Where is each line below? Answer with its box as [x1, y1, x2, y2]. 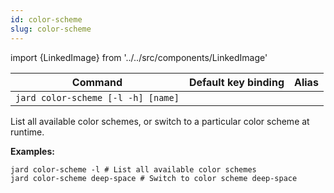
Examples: [10, 145, 55, 157]
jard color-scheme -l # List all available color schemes [10, 164, 257, 175]
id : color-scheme [10, 14, 83, 25]
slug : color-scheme [10, 24, 92, 34]
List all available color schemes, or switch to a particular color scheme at [10, 115, 310, 127]
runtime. [10, 126, 45, 138]
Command [71, 75, 123, 89]
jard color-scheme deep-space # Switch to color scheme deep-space [10, 173, 298, 183]
